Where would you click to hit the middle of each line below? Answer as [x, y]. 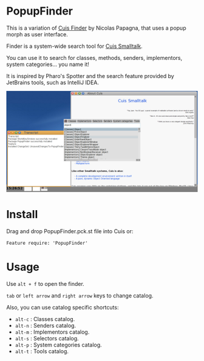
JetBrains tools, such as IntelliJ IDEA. [53, 82]
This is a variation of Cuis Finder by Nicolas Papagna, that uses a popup [96, 28]
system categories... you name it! [48, 64]
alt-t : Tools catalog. [42, 351]
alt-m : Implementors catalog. [52, 332]
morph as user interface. [37, 34]
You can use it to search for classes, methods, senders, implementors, [94, 58]
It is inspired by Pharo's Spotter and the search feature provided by [90, 76]
